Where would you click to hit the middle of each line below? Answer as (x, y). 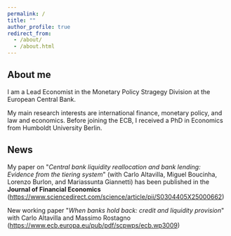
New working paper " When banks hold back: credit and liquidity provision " (116, 210)
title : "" (22, 20)
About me (29, 75)
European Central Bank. (41, 99)
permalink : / (26, 14)
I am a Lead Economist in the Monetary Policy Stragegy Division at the (109, 91)
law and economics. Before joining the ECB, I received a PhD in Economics (115, 120)
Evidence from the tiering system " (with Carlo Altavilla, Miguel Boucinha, (112, 174)
